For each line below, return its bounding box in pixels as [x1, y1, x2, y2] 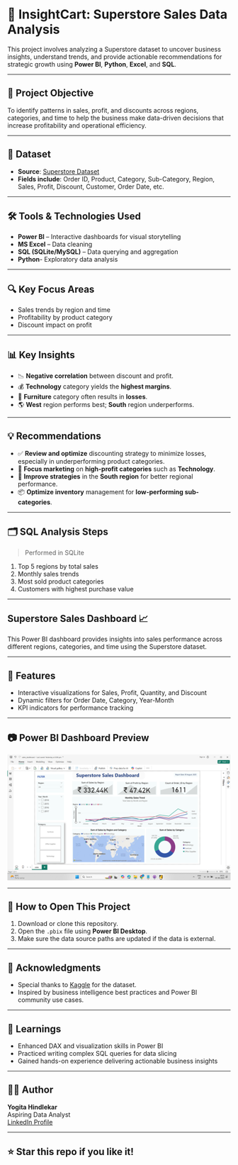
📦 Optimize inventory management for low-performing [17, 487, 184, 496]
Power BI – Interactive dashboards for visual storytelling [17, 233, 181, 241]
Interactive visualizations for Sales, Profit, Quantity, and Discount [17, 689, 208, 697]
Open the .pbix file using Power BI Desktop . [17, 927, 147, 935]
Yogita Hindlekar [7, 1103, 58, 1111]
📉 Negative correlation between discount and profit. [17, 372, 174, 380]
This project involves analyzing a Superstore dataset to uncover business [7, 45, 222, 53]
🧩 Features [7, 669, 56, 681]
